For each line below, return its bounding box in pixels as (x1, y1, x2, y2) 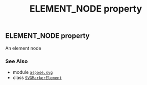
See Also (5, 58, 28, 65)
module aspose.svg (12, 69, 53, 75)
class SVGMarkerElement (12, 74, 62, 80)
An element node (5, 45, 42, 51)
